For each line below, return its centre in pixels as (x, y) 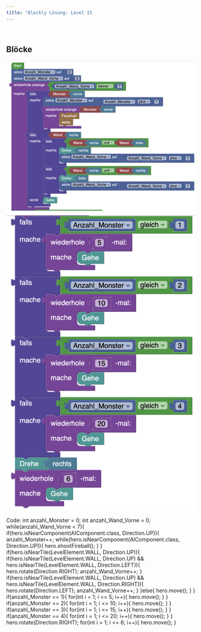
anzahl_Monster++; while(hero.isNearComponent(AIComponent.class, (93, 539)
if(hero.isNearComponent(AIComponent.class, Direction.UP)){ (83, 533)
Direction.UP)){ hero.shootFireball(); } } (55, 546)
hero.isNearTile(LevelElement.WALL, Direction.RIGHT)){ (75, 584)
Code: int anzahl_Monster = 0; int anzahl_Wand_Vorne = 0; (79, 520)
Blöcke (19, 50)
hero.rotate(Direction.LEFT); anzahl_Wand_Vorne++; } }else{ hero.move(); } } (101, 591)
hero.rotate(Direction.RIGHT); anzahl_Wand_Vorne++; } (74, 571)
